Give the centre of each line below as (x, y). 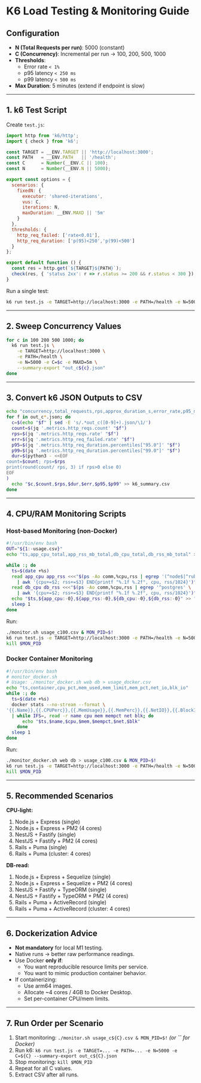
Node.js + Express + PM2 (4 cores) (58, 828)
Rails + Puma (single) (41, 847)
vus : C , (32, 202)
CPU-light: (20, 810)
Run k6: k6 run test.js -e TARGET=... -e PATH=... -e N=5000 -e (96, 1051)
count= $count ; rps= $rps (36, 462)
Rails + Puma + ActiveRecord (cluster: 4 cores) (72, 909)
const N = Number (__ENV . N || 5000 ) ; (59, 169)
